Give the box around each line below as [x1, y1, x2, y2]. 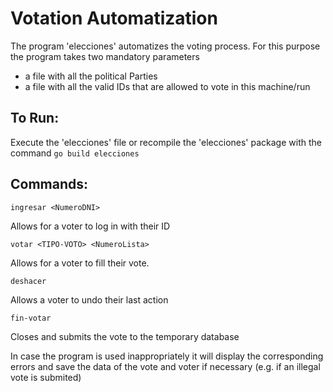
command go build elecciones [10, 147, 140, 159]
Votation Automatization [10, 7, 218, 30]
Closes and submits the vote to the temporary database [10, 330, 240, 342]
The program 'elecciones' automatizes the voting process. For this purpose [10, 40, 321, 52]
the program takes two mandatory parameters [10, 50, 200, 62]
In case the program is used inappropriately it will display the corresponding [10, 350, 324, 362]
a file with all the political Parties [24, 70, 158, 82]
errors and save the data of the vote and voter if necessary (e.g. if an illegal [10, 360, 321, 372]
